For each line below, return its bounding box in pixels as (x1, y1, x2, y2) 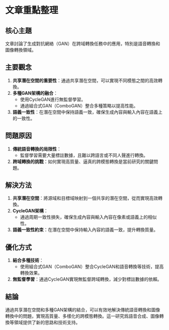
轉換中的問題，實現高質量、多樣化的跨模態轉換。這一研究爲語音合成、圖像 (5, 313, 159, 319)
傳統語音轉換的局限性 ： (12, 146, 61, 152)
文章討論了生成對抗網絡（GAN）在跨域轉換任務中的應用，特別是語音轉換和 (5, 41, 160, 46)
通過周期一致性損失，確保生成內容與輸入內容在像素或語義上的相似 (20, 214, 157, 220)
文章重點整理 (5, 5, 59, 16)
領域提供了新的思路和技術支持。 (14, 319, 80, 325)
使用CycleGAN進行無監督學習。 (20, 96, 86, 102)
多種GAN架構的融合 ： (12, 90, 58, 96)
